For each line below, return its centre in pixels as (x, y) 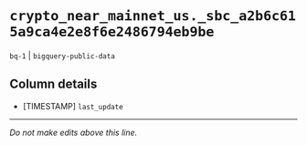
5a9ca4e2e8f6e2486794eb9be (112, 32)
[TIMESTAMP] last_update (73, 106)
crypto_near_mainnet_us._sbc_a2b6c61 (153, 16)
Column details (53, 84)
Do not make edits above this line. (74, 132)
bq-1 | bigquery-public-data (63, 55)
